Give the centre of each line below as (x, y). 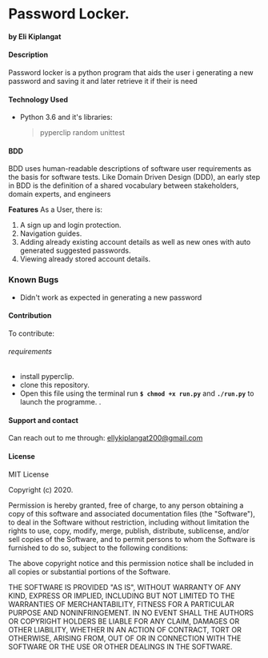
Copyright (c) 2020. (41, 489)
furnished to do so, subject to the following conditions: (98, 548)
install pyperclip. (47, 377)
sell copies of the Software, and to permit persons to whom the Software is (132, 539)
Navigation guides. (51, 233)
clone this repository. (55, 385)
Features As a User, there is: (55, 209)
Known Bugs (34, 280)
